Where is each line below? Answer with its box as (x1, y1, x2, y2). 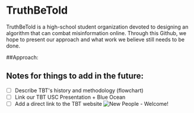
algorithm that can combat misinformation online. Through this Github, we (6, 29, 187, 36)
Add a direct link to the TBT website (14, 100, 103, 107)
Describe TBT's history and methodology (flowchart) (14, 87, 144, 94)
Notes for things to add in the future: (6, 71, 144, 81)
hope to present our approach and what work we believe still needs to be (6, 36, 185, 43)
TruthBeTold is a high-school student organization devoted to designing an (6, 23, 189, 30)
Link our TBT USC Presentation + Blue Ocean (14, 93, 126, 101)
